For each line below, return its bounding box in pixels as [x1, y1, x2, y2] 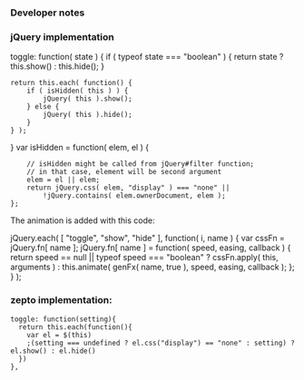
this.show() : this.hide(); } [10, 61, 105, 72]
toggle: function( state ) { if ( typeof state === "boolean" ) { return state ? [10, 52, 284, 63]
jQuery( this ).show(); [43, 94, 132, 103]
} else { [26, 102, 60, 112]
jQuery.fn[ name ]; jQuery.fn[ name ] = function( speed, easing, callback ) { [10, 242, 291, 253]
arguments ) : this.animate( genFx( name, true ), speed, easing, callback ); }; [10, 261, 296, 273]
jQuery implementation [10, 30, 114, 43]
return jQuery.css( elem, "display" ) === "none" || [26, 183, 230, 192]
